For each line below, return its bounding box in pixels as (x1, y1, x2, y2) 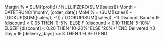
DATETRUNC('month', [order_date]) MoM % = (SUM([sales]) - (4, 9, 132, 15)
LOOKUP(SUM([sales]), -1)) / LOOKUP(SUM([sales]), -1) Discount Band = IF (4, 15, 160, 20)
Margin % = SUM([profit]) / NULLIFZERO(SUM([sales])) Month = (4, 4, 137, 10)
